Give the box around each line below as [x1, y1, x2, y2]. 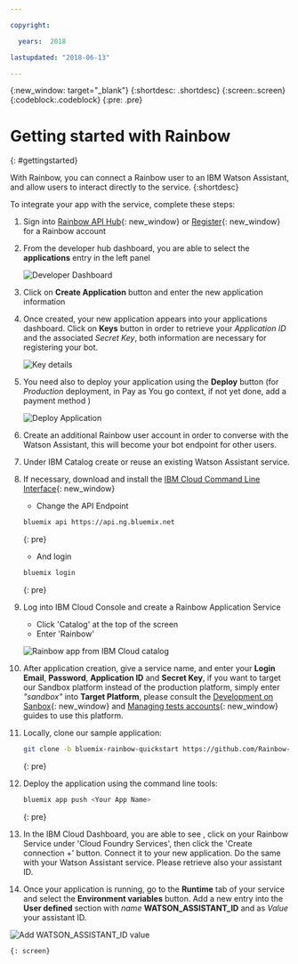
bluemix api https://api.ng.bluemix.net [22, 518, 175, 527]
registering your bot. [22, 342, 99, 352]
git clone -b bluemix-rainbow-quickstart [22, 745, 180, 754]
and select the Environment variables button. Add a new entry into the [22, 893, 284, 903]
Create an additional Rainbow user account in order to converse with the [22, 430, 289, 441]
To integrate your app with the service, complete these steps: [10, 199, 236, 210]
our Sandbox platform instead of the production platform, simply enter [22, 682, 280, 693]
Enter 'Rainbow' [36, 628, 95, 639]
